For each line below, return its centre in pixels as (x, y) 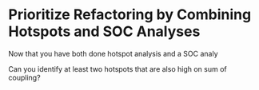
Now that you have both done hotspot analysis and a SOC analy (113, 53)
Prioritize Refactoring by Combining (130, 15)
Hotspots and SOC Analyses (104, 31)
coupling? (25, 77)
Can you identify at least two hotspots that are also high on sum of (118, 68)
